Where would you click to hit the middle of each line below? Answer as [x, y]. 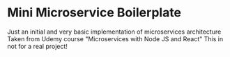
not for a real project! [38, 46]
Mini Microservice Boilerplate [94, 13]
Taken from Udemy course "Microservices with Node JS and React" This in [115, 38]
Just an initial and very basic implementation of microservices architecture [114, 32]
